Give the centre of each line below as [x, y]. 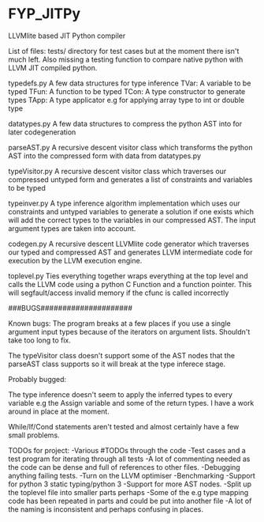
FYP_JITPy [45, 14]
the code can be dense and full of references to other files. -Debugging [124, 467]
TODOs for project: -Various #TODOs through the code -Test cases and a [127, 450]
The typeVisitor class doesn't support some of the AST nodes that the [121, 355]
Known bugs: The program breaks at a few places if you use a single [119, 323]
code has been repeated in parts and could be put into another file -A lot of [130, 501]
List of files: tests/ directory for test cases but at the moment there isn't [124, 51]
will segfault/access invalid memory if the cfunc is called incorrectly [119, 293]
